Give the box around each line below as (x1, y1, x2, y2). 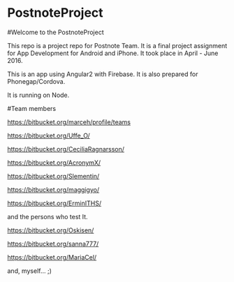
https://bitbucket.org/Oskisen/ (7, 225, 94, 235)
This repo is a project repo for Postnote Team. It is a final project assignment (7, 41, 228, 50)
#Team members (7, 104, 57, 112)
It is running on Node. (7, 91, 70, 99)
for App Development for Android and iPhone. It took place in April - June (7, 49, 219, 57)
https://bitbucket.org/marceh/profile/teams (7, 117, 131, 126)
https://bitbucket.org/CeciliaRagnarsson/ (7, 144, 124, 153)
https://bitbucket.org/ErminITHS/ (7, 199, 102, 207)
